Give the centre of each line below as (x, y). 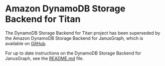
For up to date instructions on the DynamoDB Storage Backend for (73, 53)
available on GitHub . (26, 43)
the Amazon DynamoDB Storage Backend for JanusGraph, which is (74, 38)
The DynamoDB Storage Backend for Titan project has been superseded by (83, 33)
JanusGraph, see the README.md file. (45, 58)
